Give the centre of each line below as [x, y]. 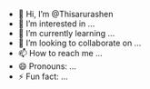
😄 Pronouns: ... [47, 66]
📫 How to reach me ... [60, 53]
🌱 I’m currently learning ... [66, 33]
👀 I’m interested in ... [56, 24]
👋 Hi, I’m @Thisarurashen [65, 14]
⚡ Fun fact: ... [43, 76]
